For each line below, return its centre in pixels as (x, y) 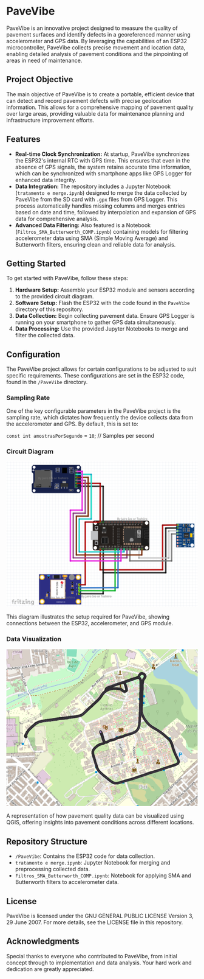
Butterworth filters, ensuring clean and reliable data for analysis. (95, 244)
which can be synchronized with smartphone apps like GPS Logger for (104, 173)
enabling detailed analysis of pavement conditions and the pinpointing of (97, 54)
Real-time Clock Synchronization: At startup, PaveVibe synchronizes (102, 154)
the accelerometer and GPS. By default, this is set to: (72, 424)
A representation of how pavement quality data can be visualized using (95, 816)
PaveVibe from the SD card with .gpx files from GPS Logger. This (96, 199)
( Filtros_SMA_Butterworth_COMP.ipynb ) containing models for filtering (102, 231)
